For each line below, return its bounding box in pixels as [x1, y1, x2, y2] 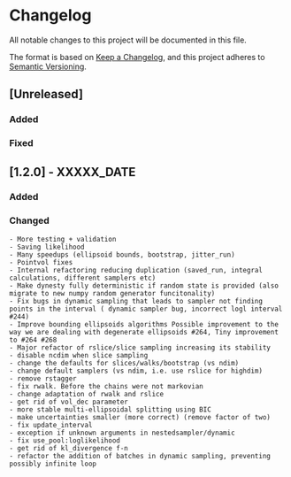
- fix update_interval [9, 420, 93, 429]
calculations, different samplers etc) [9, 273, 157, 282]
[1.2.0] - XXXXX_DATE [9, 165, 136, 180]
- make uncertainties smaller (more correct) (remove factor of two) [9, 412, 272, 421]
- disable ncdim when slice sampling [9, 350, 149, 359]
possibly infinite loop [9, 459, 97, 468]
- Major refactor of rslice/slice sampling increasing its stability [9, 342, 272, 352]
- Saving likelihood [9, 242, 86, 251]
